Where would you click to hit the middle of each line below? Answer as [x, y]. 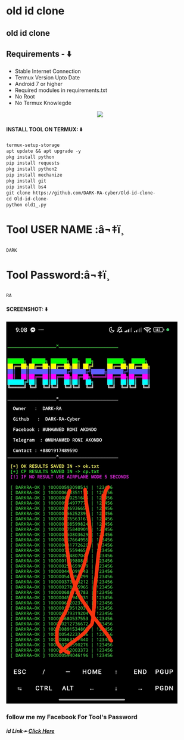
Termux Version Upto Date [47, 78]
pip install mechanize [34, 175]
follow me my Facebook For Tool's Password [72, 717]
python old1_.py [26, 205]
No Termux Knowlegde [43, 103]
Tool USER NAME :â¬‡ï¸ [65, 229]
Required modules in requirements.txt [61, 90]
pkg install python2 [32, 169]
